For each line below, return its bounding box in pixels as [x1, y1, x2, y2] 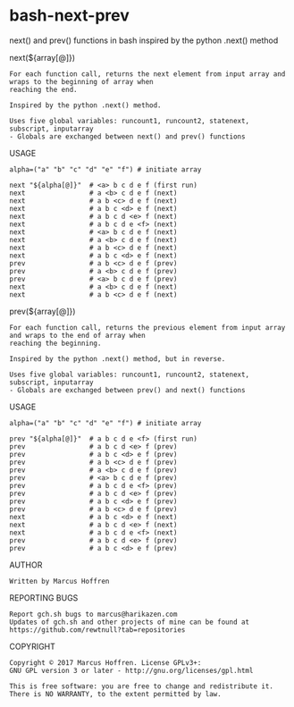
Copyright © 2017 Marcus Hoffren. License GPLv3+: [9, 658, 202, 667]
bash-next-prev [9, 5, 130, 26]
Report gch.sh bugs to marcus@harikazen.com [9, 610, 178, 619]
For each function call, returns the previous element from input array [9, 323, 286, 332]
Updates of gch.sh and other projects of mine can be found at [9, 618, 250, 627]
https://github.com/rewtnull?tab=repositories [9, 625, 186, 635]
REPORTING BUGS [9, 592, 79, 603]
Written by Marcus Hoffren [9, 577, 110, 585]
